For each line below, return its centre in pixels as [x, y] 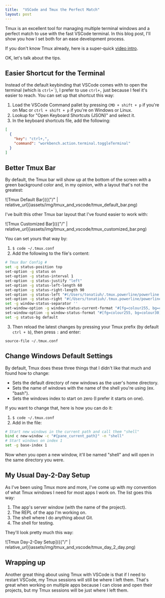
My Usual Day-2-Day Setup [48, 475]
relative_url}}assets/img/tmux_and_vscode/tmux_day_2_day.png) [70, 547]
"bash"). [21, 393]
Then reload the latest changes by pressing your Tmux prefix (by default [85, 327]
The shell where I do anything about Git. [53, 517]
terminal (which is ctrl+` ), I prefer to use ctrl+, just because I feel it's [76, 90]
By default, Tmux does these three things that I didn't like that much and [78, 368]
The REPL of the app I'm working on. [49, 512]
